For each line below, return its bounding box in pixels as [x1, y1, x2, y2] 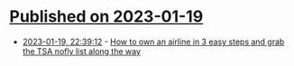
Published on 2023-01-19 [9, 6, 204, 27]
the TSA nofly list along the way [22, 45, 142, 56]
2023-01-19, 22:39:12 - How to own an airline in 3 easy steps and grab [22, 36, 285, 47]
